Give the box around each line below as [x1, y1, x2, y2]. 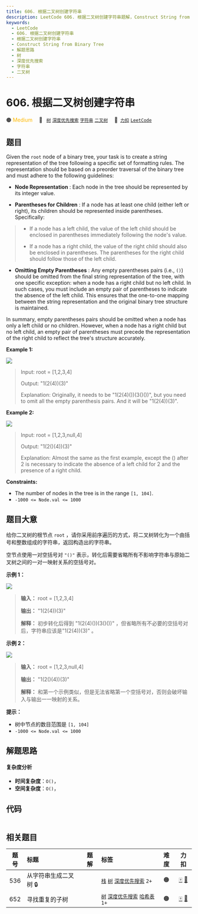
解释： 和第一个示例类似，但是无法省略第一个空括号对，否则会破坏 [20, 688, 183, 695]
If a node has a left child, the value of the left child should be [29, 225, 177, 232]
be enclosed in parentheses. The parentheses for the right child [29, 249, 184, 256]
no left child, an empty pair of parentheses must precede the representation [6, 328, 190, 335]
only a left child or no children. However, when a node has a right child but [6, 322, 187, 329]
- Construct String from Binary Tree [11, 42, 104, 48]
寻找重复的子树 [26, 896, 68, 904]
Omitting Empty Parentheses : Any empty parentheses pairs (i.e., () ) [14, 267, 184, 274]
